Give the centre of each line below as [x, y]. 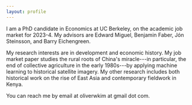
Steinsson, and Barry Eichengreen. [48, 41]
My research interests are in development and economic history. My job [94, 52]
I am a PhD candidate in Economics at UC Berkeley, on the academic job [94, 28]
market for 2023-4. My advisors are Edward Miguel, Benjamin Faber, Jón [95, 35]
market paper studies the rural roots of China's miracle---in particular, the [96, 59]
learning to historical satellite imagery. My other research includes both [93, 71]
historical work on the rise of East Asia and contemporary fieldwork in [91, 78]
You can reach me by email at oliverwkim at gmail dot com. [78, 96]
